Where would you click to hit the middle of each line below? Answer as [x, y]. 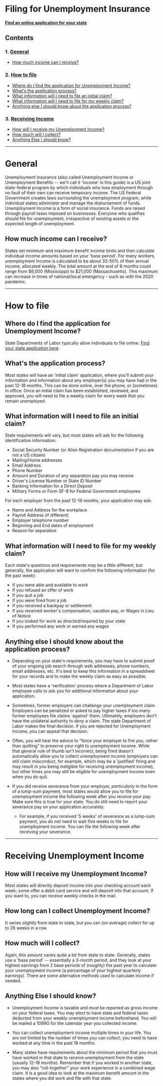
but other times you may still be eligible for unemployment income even [83, 772]
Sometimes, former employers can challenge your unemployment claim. [84, 706]
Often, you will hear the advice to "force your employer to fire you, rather [85, 741]
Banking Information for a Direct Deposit [52, 486]
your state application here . [32, 348]
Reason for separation [34, 531]
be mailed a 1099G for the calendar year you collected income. [75, 1023]
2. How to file [21, 75]
